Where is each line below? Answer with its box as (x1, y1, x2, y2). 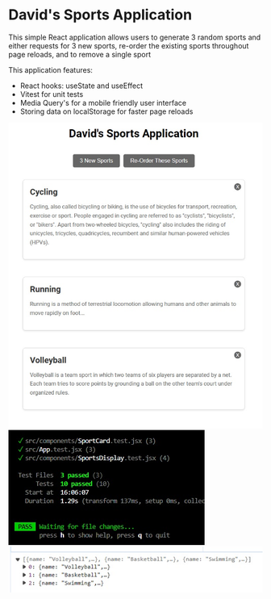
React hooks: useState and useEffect (19, 81, 144, 90)
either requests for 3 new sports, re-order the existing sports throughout (8, 40, 249, 50)
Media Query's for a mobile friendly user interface (19, 98, 187, 107)
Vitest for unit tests (19, 89, 84, 98)
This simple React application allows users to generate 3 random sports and (8, 32, 261, 42)
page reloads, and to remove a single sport (8, 49, 152, 59)
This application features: (8, 65, 93, 74)
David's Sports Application (8, 6, 192, 24)
